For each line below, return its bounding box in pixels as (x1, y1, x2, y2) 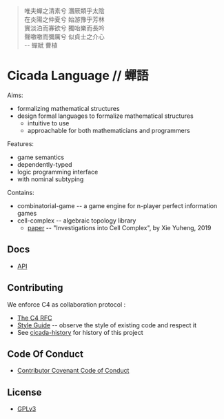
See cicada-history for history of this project (17, 328, 143, 336)
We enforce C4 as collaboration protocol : (7, 300, 126, 309)
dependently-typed (17, 160, 72, 168)
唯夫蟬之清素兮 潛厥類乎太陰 (23, 7, 105, 14)
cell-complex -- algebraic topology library (17, 216, 136, 225)
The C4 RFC (17, 314, 52, 322)
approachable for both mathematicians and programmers (27, 126, 191, 134)
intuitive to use (27, 119, 70, 127)
